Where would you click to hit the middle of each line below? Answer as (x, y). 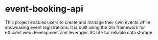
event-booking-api (44, 9)
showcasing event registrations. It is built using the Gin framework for (75, 27)
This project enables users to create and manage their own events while (78, 22)
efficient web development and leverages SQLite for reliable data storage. (79, 32)
